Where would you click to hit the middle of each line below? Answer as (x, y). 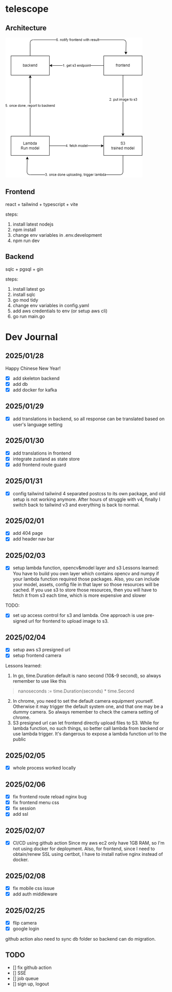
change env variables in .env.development (57, 235)
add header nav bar (34, 539)
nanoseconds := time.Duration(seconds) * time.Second (76, 691)
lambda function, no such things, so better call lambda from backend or (88, 728)
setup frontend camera (37, 656)
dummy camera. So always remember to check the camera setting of (85, 712)
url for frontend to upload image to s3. (69, 621)
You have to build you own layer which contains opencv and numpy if (86, 574)
